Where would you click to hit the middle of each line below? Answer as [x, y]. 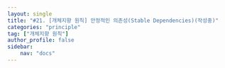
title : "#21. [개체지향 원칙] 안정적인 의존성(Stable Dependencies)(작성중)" [113, 21]
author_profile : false [41, 40]
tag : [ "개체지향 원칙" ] [38, 34]
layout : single [30, 14]
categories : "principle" [44, 27]
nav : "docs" [38, 54]
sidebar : [20, 47]
